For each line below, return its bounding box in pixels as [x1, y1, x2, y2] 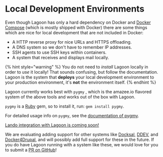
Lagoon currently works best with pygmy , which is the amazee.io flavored [5, 89, 152, 94]
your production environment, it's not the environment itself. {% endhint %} [5, 79, 157, 85]
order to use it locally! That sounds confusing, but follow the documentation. [5, 69, 158, 75]
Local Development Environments [5, 3, 145, 15]
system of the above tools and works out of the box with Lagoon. [5, 94, 135, 100]
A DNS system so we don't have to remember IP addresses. [12, 44, 132, 50]
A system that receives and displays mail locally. [12, 54, 109, 60]
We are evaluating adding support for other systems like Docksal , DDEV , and [5, 131, 158, 137]
